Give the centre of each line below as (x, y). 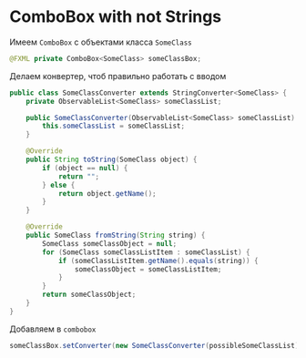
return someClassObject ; (89, 295)
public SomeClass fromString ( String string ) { (116, 235)
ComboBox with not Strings (116, 17)
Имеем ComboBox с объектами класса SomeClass (101, 42)
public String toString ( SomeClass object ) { (112, 160)
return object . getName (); (107, 193)
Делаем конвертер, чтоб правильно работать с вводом (118, 76)
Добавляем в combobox (53, 329)
